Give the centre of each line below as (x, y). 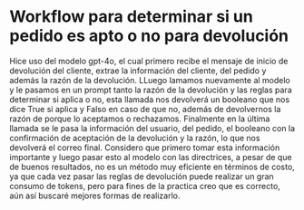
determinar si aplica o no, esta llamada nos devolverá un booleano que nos (150, 99)
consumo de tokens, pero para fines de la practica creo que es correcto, (145, 186)
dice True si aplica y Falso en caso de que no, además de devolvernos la (145, 109)
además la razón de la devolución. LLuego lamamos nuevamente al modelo (150, 80)
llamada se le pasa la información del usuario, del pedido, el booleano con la (152, 128)
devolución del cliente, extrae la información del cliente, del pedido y (138, 71)
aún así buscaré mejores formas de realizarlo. (95, 196)
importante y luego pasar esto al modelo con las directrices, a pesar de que (151, 157)
